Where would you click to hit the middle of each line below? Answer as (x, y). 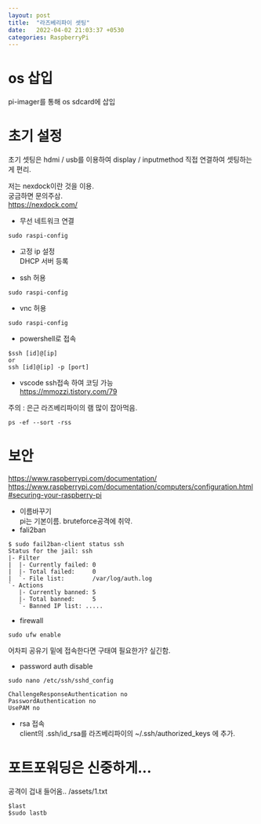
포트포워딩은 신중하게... (80, 768)
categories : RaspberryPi (49, 37)
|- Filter (24, 558)
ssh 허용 (33, 278)
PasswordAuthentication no (52, 702)
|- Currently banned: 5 (57, 592)
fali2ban (33, 530)
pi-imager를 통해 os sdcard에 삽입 (62, 102)
